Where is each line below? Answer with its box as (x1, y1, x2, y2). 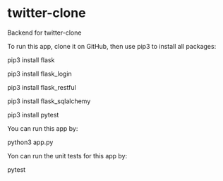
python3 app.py (7, 138, 54, 146)
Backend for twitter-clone (7, 28, 82, 37)
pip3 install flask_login (7, 69, 72, 78)
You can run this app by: (7, 124, 78, 132)
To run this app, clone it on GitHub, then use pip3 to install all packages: (7, 42, 217, 50)
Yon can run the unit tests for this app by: (7, 151, 128, 160)
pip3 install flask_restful (7, 83, 76, 91)
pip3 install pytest (7, 110, 59, 119)
